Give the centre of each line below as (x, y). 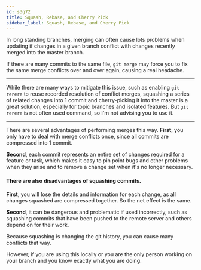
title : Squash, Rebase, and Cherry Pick (57, 17)
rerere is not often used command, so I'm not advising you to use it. (90, 113)
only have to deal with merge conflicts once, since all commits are (88, 136)
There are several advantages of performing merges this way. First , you (95, 130)
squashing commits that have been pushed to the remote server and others (99, 218)
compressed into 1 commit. (39, 143)
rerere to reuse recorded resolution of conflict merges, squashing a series (98, 94)
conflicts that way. (29, 243)
